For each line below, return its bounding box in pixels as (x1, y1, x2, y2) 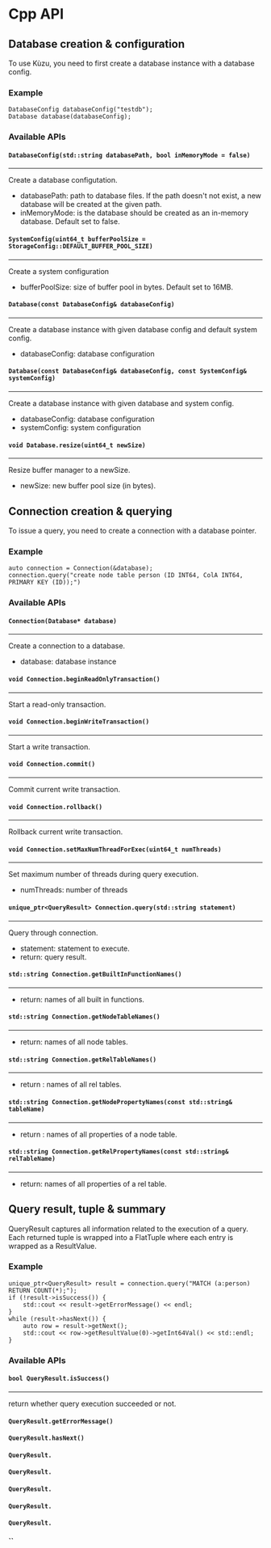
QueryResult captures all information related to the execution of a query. (8, 1224, 248, 1234)
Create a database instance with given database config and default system (8, 324, 258, 334)
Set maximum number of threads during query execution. (8, 870, 199, 879)
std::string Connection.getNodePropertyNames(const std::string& (8, 1098, 232, 1106)
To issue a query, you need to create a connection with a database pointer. (8, 526, 256, 536)
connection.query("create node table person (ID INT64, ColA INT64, (8, 572, 244, 580)
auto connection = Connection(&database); (8, 564, 153, 572)
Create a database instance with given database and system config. (8, 399, 235, 408)
